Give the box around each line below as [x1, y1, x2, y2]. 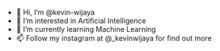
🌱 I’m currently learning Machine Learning [15, 25, 156, 33]
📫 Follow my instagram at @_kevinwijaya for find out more [15, 33, 212, 43]
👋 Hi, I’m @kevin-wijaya [15, 8, 95, 17]
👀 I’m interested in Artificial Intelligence [15, 16, 147, 25]
